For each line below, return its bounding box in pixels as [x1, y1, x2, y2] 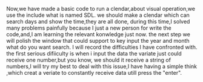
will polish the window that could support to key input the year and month [6, 37, 190, 44]
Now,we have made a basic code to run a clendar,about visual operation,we [6, 5, 196, 12]
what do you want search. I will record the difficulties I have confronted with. [6, 43, 198, 51]
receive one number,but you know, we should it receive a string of [6, 57, 171, 63]
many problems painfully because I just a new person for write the [6, 24, 171, 31]
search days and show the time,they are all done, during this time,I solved [6, 18, 190, 25]
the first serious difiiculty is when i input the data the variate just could [6, 50, 182, 57]
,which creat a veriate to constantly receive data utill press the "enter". [6, 69, 182, 76]
